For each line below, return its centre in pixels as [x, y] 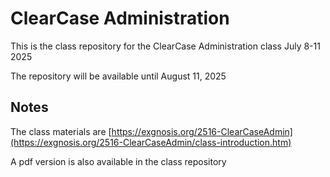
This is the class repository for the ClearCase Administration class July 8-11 [165, 46]
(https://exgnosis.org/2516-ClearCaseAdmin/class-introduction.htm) [151, 142]
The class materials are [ [61, 131]
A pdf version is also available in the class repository [118, 161]
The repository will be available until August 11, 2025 [118, 76]
